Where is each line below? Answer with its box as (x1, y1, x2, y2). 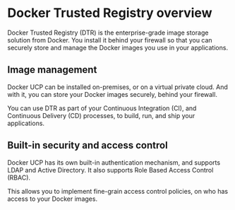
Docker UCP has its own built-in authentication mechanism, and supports (7, 158, 221, 167)
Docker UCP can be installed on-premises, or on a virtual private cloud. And (7, 83, 228, 91)
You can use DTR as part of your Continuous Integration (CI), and (7, 104, 197, 112)
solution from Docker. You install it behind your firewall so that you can (7, 35, 213, 44)
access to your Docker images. (7, 194, 97, 203)
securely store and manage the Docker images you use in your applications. (7, 43, 228, 52)
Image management (7, 64, 97, 76)
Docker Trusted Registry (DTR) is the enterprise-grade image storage (7, 28, 209, 37)
